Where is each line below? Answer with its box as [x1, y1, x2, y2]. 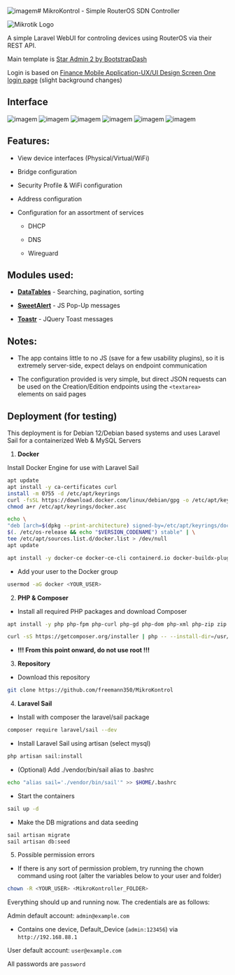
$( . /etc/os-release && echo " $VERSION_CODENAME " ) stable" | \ [7, 529, 196, 536]
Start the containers [17, 791, 75, 800]
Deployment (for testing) [7, 410, 117, 422]
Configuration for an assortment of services [17, 208, 144, 217]
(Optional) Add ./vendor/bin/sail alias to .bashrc [17, 765, 154, 774]
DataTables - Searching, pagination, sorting [17, 288, 145, 296]
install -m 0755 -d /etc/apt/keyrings [7, 490, 120, 497]
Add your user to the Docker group [17, 567, 118, 575]
